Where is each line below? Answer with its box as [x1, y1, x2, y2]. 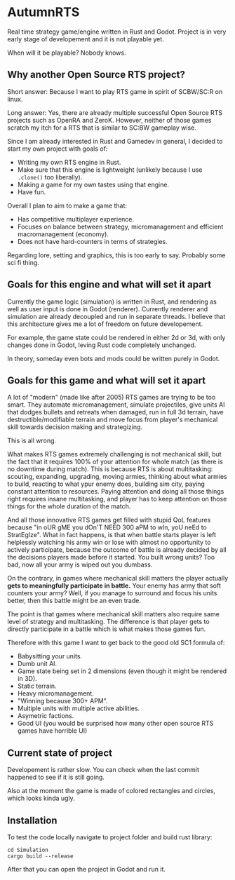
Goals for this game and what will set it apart [7, 374, 206, 386]
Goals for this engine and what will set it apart [7, 278, 212, 291]
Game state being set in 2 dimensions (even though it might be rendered [17, 667, 227, 675]
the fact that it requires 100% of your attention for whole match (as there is [7, 457, 223, 466]
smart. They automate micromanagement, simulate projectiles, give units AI [7, 400, 225, 409]
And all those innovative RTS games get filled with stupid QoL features [7, 516, 211, 524]
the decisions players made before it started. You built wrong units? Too [7, 553, 215, 562]
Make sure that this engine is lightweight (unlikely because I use [17, 165, 203, 174]
